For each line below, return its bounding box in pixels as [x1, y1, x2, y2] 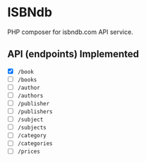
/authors [17, 92, 44, 99]
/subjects [17, 125, 47, 132]
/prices [17, 148, 40, 156]
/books [17, 76, 37, 83]
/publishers [17, 108, 53, 115]
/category [17, 132, 47, 139]
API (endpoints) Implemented [7, 48, 140, 60]
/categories [17, 140, 53, 147]
